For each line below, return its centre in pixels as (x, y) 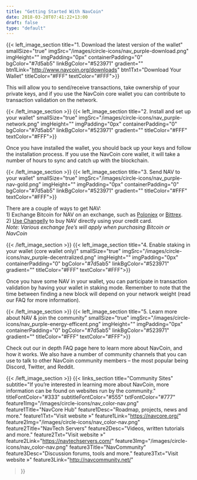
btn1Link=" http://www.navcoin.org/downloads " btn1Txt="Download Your (94, 70)
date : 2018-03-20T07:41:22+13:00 (47, 17)
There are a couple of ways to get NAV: (54, 208)
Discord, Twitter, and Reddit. (41, 367)
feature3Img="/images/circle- (151, 441)
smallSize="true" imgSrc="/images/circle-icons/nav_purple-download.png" (98, 51)
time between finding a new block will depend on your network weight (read (98, 294)
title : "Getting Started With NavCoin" (55, 11)
